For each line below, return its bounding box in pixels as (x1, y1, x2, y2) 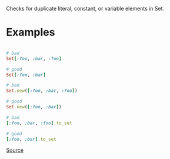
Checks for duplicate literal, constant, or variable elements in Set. (6, 5, 165, 12)
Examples (6, 26, 55, 39)
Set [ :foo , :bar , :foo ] (6, 55, 62, 61)
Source (6, 147, 24, 154)
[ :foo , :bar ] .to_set (6, 136, 57, 142)
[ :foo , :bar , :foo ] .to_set (6, 120, 72, 126)
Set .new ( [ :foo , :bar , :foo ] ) (6, 88, 78, 94)
